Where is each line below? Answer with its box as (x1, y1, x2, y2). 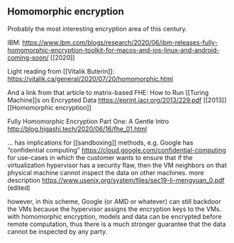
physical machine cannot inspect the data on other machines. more (7, 168, 204, 176)
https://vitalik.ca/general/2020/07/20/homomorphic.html (7, 74, 174, 83)
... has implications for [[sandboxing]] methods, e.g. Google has (7, 138, 194, 147)
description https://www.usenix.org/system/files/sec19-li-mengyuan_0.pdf (7, 176, 225, 184)
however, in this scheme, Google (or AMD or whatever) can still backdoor (7, 197, 221, 205)
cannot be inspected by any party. (7, 227, 108, 236)
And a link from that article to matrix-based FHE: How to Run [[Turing (7, 88, 209, 96)
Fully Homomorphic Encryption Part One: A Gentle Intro (7, 117, 169, 125)
